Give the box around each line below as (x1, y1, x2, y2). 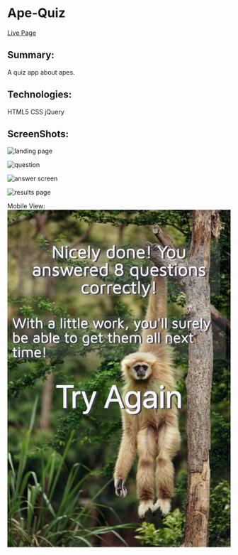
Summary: (7, 49, 55, 61)
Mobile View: (7, 202, 45, 210)
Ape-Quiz (7, 5, 66, 21)
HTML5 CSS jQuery (7, 107, 65, 116)
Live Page (7, 28, 37, 37)
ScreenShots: (7, 128, 69, 140)
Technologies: (7, 89, 72, 101)
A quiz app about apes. (7, 68, 76, 76)
